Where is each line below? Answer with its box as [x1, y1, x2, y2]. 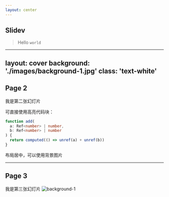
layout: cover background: [5, 59, 90, 67]
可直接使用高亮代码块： [5, 109, 54, 115]
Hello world [17, 39, 41, 45]
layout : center [5, 7, 37, 13]
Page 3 [5, 172, 28, 180]
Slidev [5, 26, 26, 35]
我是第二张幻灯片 [5, 98, 41, 104]
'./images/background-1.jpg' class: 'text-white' [5, 67, 157, 75]
